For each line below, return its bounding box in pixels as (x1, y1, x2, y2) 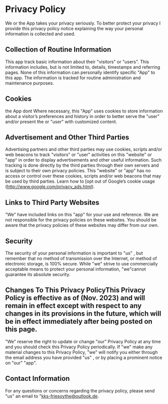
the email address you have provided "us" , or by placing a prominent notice (5, 354, 162, 360)
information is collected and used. (5, 31, 76, 37)
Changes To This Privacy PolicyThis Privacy (5, 286, 145, 295)
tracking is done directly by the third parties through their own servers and (5, 162, 159, 169)
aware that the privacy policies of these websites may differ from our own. (5, 222, 159, 228)
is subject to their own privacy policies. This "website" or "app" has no (5, 168, 151, 174)
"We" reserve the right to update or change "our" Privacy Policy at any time (5, 338, 161, 344)
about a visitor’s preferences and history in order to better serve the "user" (5, 113, 159, 119)
